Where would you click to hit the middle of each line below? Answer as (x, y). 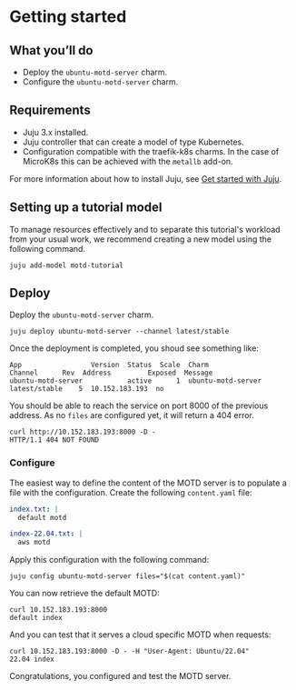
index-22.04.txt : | (46, 534)
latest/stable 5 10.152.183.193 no (87, 389)
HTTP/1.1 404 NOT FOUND (54, 440)
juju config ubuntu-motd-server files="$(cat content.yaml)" (128, 576)
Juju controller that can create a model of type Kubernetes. (133, 142)
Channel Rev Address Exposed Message (111, 373)
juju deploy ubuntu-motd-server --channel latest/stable (119, 332)
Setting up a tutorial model (86, 208)
